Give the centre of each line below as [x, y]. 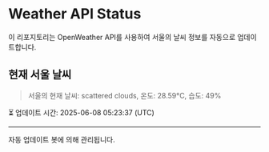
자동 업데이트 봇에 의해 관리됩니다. [62, 139]
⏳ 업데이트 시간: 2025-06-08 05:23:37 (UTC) [81, 112]
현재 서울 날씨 [40, 75]
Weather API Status [75, 14]
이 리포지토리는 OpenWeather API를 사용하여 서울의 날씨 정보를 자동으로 [122, 37]
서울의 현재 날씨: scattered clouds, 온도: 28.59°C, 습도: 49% [124, 95]
